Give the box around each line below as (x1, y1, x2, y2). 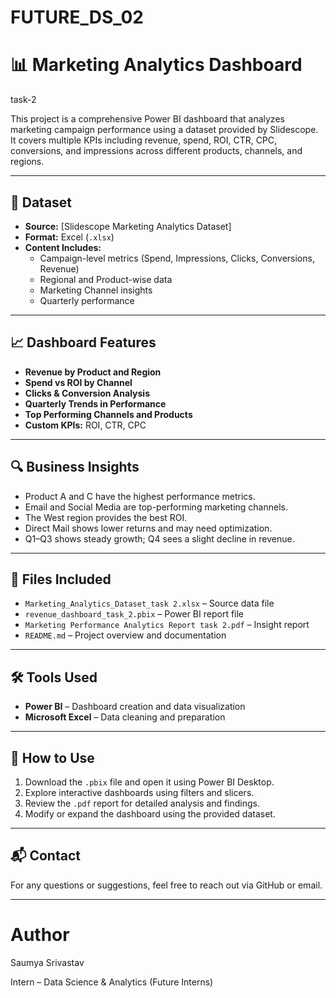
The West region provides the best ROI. (24, 511, 188, 523)
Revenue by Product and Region (24, 366, 162, 378)
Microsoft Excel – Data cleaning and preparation (24, 711, 226, 723)
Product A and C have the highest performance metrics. (24, 490, 256, 502)
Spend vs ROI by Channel (24, 376, 133, 388)
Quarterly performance (39, 294, 135, 306)
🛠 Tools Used (10, 669, 98, 686)
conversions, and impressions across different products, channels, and (10, 145, 303, 157)
